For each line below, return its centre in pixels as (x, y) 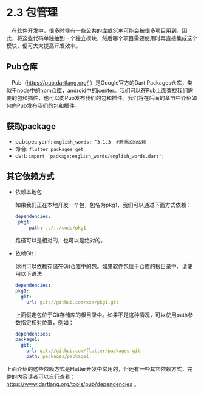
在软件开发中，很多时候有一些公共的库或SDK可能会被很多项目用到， (97, 30)
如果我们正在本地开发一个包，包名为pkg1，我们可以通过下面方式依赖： (104, 205)
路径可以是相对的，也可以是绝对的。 (60, 240)
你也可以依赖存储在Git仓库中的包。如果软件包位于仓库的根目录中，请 (101, 266)
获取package (31, 126)
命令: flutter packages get (49, 149)
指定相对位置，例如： (47, 322)
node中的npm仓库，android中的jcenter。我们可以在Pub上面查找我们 (102, 90)
